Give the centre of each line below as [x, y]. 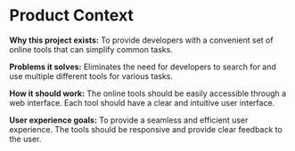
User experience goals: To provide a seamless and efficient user [129, 120]
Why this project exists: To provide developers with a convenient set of [141, 40]
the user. [25, 139]
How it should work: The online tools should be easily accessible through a [148, 93]
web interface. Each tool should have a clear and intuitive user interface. [142, 102]
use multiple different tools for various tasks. [91, 75]
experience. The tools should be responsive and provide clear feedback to [146, 129]
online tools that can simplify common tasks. [91, 49]
